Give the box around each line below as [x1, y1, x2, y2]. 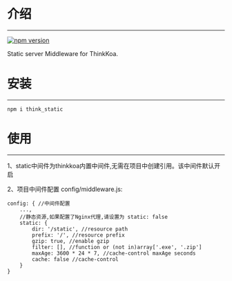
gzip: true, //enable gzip [32, 237, 110, 244]
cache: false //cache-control [32, 255, 119, 263]
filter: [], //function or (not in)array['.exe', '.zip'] [32, 244, 202, 251]
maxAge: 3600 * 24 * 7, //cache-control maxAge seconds [32, 250, 196, 257]
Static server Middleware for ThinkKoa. [7, 49, 119, 57]
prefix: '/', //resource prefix [32, 231, 126, 239]
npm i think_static [7, 105, 64, 113]
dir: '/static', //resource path [32, 226, 128, 233]
